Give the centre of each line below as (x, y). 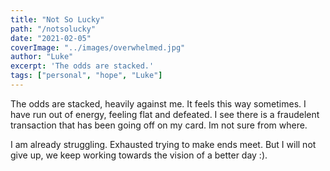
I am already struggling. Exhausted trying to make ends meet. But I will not (163, 144)
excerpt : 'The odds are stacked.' (82, 66)
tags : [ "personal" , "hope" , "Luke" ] (86, 76)
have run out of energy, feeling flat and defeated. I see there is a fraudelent (165, 114)
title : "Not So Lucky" (57, 19)
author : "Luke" (42, 57)
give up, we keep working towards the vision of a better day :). (139, 155)
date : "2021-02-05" (51, 38)
